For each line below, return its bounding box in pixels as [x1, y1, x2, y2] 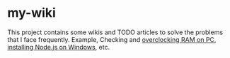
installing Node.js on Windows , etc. [7, 43, 110, 51]
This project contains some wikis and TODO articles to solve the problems [7, 28, 224, 36]
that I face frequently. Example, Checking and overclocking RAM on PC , [7, 35, 217, 43]
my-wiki [7, 5, 57, 21]
